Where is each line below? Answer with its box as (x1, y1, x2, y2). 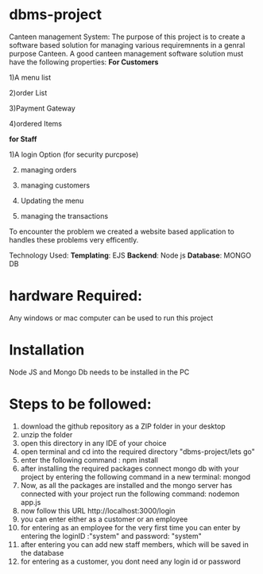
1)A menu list (9, 72, 52, 82)
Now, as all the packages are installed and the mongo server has (20, 480, 233, 490)
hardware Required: (9, 287, 142, 305)
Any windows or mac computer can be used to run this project (9, 312, 214, 323)
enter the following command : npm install (20, 455, 158, 464)
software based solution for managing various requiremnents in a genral (9, 40, 246, 49)
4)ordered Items (9, 118, 63, 128)
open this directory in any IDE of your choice (20, 438, 167, 448)
